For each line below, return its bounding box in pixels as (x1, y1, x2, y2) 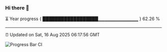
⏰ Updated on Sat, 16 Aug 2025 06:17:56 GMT (5, 32, 100, 38)
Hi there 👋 (5, 4, 30, 11)
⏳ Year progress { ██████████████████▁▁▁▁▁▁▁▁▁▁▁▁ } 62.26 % (5, 16, 161, 22)
